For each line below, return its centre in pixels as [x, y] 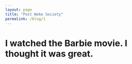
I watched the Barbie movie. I [66, 43]
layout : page [19, 10]
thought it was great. [49, 53]
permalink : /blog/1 [25, 19]
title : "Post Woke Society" [34, 14]
